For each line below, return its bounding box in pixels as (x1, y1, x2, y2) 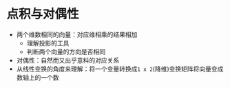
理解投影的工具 (26, 38, 70, 47)
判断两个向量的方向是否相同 (26, 47, 106, 56)
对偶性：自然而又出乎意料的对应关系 (16, 56, 120, 64)
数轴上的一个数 (16, 73, 59, 81)
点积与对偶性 (6, 6, 80, 22)
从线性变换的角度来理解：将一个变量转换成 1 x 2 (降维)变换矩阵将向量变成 (16, 65, 224, 73)
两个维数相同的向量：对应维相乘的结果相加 (16, 30, 138, 38)
